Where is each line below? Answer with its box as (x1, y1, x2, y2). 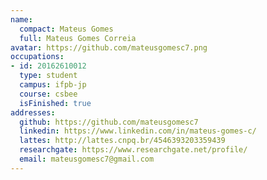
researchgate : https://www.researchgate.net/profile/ (19, 145, 248, 155)
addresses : (10, 107, 56, 118)
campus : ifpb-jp (19, 80, 87, 90)
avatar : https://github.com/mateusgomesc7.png (10, 42, 208, 53)
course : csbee (19, 89, 78, 99)
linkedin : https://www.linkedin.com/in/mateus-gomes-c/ (19, 126, 257, 136)
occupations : (10, 52, 65, 62)
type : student (19, 71, 78, 81)
